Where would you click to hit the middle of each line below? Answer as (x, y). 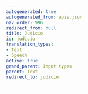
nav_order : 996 (25, 22)
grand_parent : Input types (39, 66)
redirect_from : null (31, 28)
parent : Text (22, 72)
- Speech (17, 55)
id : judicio (21, 39)
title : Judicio (25, 33)
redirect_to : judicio (33, 77)
